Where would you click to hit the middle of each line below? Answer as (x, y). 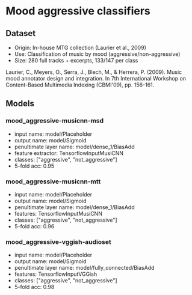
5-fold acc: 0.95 (34, 166)
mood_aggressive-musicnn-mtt (53, 181)
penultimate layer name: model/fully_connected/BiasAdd (84, 268)
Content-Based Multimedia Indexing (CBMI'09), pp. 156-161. (80, 85)
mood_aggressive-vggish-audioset (59, 242)
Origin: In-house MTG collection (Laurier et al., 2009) (80, 47)
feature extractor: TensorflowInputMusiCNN (69, 153)
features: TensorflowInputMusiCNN (58, 213)
